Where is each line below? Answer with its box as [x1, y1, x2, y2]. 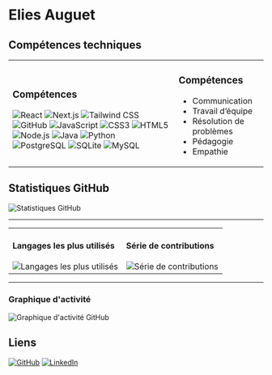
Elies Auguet [8, 6, 96, 24]
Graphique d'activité [8, 294, 91, 305]
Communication [192, 95, 253, 106]
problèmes [192, 126, 233, 137]
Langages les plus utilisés [12, 241, 115, 252]
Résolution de [192, 115, 244, 126]
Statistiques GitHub [8, 181, 110, 195]
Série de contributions [125, 241, 215, 252]
